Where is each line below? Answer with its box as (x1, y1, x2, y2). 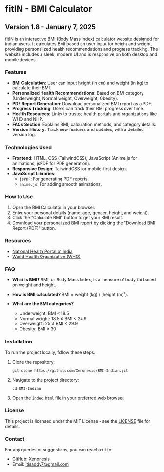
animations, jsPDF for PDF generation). (12, 160, 91, 166)
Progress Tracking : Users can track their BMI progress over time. (12, 106, 144, 112)
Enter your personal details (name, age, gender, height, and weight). (12, 209, 149, 215)
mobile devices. (5, 57, 37, 62)
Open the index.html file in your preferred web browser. (12, 395, 125, 401)
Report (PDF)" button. (12, 225, 56, 231)
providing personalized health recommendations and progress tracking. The (5, 46, 158, 52)
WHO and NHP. (12, 116, 43, 122)
